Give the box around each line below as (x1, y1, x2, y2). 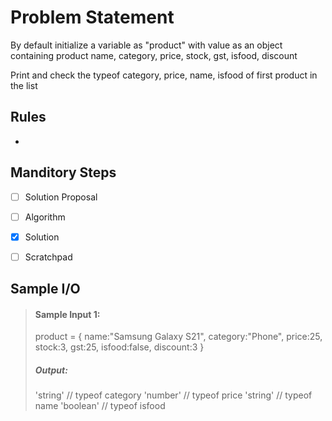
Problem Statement (10, 6, 175, 29)
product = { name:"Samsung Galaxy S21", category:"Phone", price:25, (34, 331, 323, 343)
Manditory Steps (10, 164, 117, 181)
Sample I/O (10, 281, 81, 298)
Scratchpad (24, 251, 73, 263)
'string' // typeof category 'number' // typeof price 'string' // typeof (34, 389, 313, 401)
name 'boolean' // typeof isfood (34, 400, 166, 412)
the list (10, 79, 38, 91)
